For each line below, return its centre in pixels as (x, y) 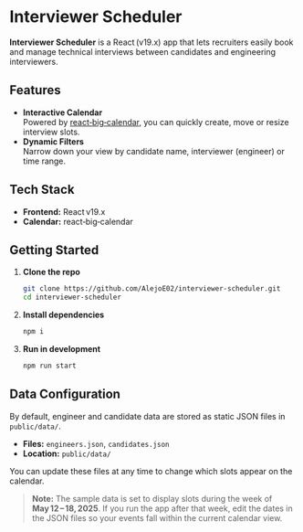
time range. (44, 161)
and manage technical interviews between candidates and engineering (143, 51)
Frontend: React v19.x (64, 211)
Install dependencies (63, 315)
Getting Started (54, 250)
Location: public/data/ (67, 453)
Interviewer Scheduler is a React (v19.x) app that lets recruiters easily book (151, 42)
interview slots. (51, 132)
